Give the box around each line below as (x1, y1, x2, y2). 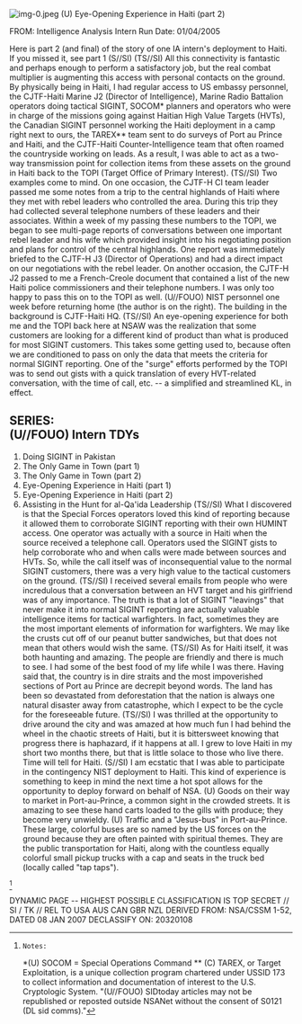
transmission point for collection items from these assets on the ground (26, 158, 291, 168)
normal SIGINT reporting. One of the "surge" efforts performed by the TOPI (9, 359, 288, 369)
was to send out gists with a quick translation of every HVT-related (9, 369, 257, 378)
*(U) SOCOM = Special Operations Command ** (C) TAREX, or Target (22, 957, 281, 968)
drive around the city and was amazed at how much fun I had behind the (22, 718, 291, 729)
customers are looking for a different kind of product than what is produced (9, 330, 289, 341)
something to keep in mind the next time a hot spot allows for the (22, 776, 263, 787)
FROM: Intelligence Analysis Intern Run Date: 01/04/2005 (9, 26, 221, 36)
